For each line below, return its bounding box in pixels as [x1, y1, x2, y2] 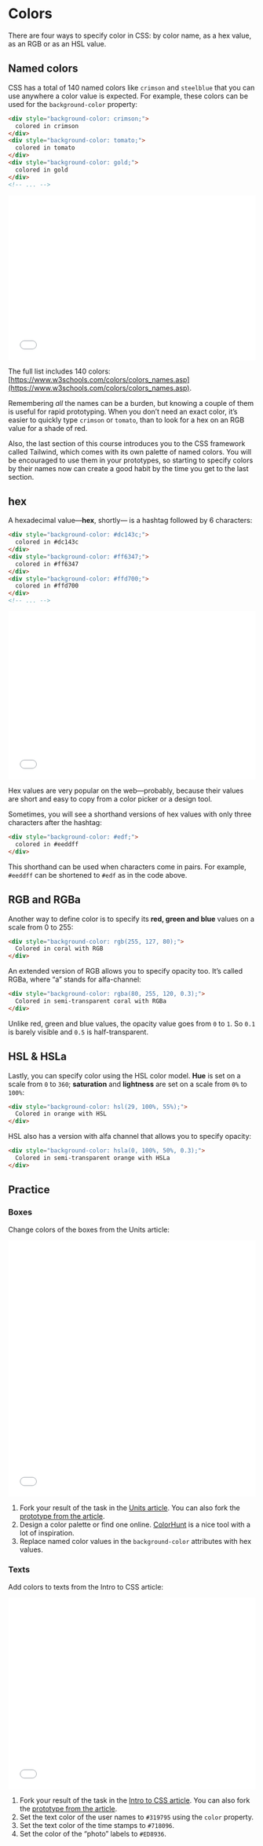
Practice [8, 1183, 50, 1196]
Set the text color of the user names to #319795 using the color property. [19, 1812, 254, 1822]
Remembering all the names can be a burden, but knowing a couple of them [8, 398, 254, 407]
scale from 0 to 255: [8, 922, 74, 932]
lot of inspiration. [19, 1527, 75, 1538]
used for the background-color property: [8, 99, 138, 109]
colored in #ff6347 [15, 560, 79, 568]
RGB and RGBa [8, 894, 81, 907]
